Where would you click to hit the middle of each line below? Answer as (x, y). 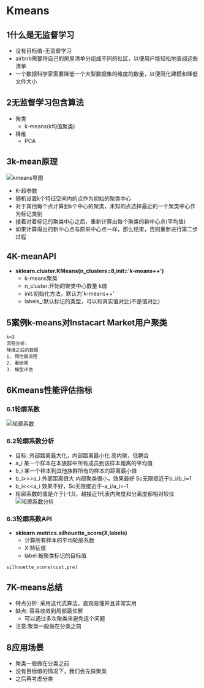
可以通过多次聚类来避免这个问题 (65, 619)
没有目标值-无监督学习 (43, 51)
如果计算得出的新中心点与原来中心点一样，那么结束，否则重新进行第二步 (106, 229)
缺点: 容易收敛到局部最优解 (49, 611)
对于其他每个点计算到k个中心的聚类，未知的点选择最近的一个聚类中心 (103, 206)
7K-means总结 (35, 587)
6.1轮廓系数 (23, 409)
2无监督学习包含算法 (45, 103)
